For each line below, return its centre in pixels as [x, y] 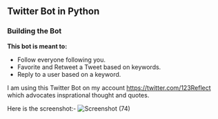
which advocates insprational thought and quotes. [78, 95]
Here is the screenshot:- [42, 108]
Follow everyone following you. [61, 59]
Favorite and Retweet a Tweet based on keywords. [89, 67]
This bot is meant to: [37, 46]
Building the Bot [34, 31]
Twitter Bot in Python [53, 11]
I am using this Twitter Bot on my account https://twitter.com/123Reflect [109, 88]
